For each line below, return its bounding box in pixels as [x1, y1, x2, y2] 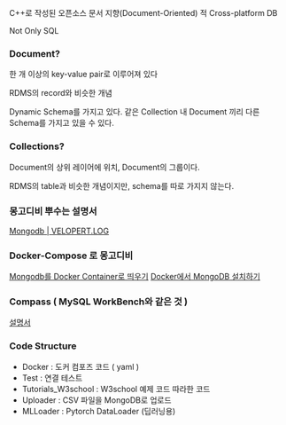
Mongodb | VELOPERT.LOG [9, 225, 109, 236]
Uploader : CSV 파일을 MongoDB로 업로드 [21, 394, 172, 405]
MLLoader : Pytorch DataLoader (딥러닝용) [21, 405, 176, 416]
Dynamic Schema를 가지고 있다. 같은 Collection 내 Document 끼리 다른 [9, 106, 260, 117]
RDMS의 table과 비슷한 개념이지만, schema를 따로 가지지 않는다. [9, 180, 235, 191]
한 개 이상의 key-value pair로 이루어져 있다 [9, 69, 158, 80]
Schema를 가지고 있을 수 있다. [9, 118, 115, 129]
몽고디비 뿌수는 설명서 [9, 205, 97, 217]
